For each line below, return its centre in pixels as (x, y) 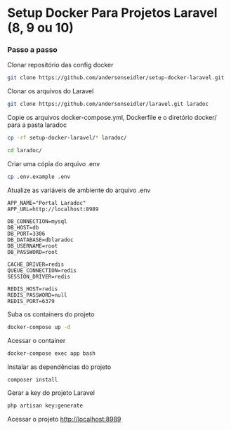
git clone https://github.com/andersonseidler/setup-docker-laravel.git (116, 78)
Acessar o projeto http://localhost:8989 (64, 419)
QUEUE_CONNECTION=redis (42, 270)
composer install (33, 379)
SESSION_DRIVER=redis (39, 276)
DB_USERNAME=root (33, 246)
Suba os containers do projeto (51, 314)
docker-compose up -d (39, 327)
